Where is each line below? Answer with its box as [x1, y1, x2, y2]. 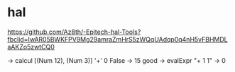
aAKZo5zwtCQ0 [7, 42, 55, 51]
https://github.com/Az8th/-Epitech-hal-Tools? [7, 28, 141, 36]
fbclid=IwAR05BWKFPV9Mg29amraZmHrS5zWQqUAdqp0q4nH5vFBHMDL [7, 35, 229, 43]
